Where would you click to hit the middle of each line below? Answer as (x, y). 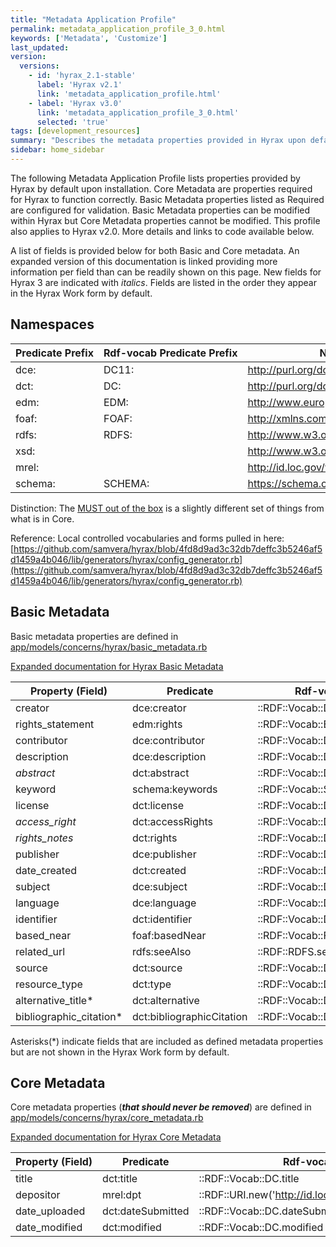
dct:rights (155, 838)
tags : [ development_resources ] (75, 131)
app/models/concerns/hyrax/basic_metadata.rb (109, 647)
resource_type (49, 984)
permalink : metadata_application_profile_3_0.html (118, 29)
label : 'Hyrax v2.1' (79, 85)
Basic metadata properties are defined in (94, 636)
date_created (46, 870)
